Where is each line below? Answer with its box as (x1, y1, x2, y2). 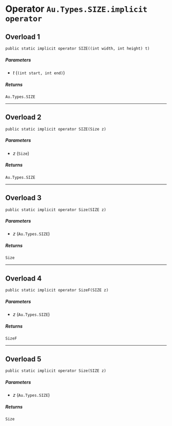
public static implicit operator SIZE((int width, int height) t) (5, 46, 150, 51)
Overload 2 (5, 113, 42, 122)
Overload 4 (5, 274, 42, 283)
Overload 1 (5, 32, 40, 41)
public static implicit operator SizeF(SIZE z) (5, 288, 109, 293)
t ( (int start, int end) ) (12, 70, 65, 76)
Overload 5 (5, 354, 42, 364)
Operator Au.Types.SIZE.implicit (5, 3, 147, 15)
